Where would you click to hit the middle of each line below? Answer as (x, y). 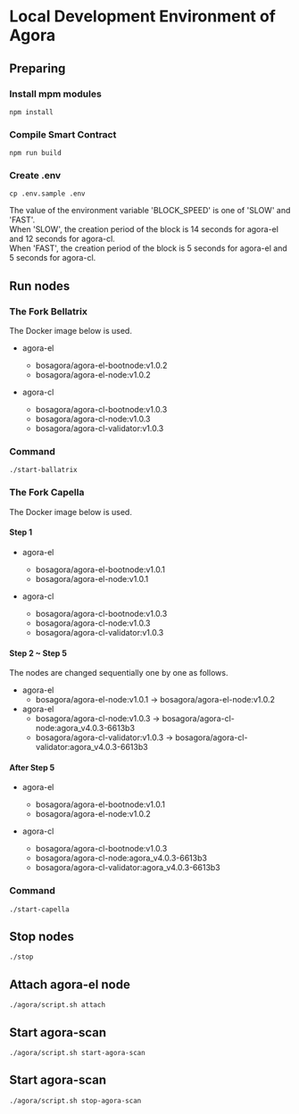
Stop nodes (42, 937)
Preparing (37, 68)
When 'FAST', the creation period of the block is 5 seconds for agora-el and (148, 248)
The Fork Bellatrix (48, 312)
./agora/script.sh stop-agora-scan (75, 1101)
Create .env (35, 176)
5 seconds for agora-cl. (53, 258)
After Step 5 (32, 767)
